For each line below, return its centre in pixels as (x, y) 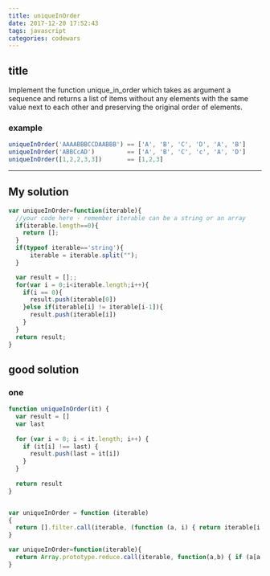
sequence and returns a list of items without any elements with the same (129, 99)
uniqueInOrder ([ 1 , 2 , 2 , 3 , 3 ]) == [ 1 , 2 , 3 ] (86, 160)
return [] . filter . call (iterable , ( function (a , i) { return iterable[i (138, 528)
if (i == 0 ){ (43, 292)
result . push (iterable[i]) (73, 315)
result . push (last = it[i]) (75, 454)
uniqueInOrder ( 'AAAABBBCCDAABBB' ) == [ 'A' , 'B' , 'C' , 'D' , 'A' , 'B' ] (127, 145)
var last (30, 424)
